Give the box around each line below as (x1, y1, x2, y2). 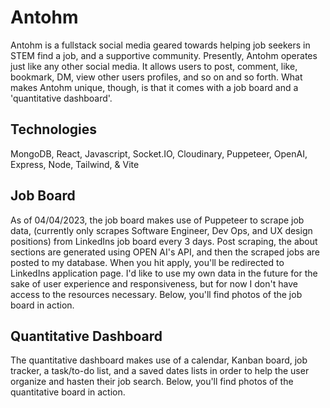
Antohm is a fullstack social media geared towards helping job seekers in (10, 39, 311, 51)
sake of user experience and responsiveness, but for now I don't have (10, 277, 298, 290)
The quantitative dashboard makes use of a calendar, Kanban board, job (10, 354, 308, 366)
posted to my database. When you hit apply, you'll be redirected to (10, 256, 285, 268)
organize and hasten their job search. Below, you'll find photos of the (10, 376, 294, 388)
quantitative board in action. (10, 386, 126, 398)
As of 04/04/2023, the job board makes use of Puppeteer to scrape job (10, 214, 305, 226)
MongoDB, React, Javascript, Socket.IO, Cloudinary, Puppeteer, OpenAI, (10, 147, 308, 160)
